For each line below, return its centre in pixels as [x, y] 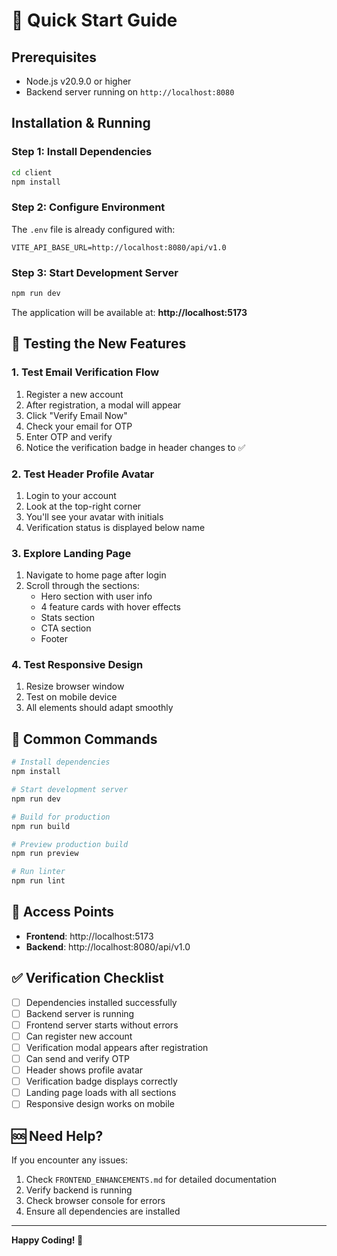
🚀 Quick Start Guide [94, 20]
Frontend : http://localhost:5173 [89, 936]
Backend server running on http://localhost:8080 [130, 92]
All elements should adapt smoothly [99, 708]
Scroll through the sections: [82, 586]
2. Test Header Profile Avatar [83, 474]
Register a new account [74, 394]
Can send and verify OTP [77, 1058]
